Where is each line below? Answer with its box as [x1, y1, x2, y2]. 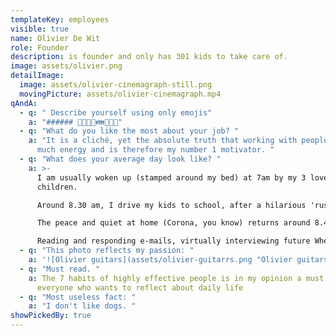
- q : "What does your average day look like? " [19, 154, 222, 164]
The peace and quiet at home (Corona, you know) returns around [36, 218, 311, 228]
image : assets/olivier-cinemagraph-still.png [19, 80, 213, 90]
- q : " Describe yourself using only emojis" [19, 107, 213, 118]
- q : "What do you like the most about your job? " [19, 126, 240, 136]
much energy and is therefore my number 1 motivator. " [36, 145, 275, 155]
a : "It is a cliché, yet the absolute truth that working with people [28, 136, 329, 146]
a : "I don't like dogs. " [28, 301, 137, 311]
